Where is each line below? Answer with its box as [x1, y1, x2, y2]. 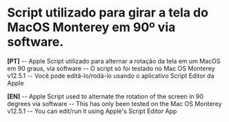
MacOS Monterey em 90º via [7, 19, 176, 35]
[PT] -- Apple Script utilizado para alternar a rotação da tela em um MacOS [7, 57, 221, 65]
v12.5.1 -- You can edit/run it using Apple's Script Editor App [7, 107, 177, 115]
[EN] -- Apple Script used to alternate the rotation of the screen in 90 [7, 92, 204, 101]
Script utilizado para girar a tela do [7, 5, 209, 21]
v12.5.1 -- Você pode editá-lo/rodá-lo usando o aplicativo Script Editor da [7, 71, 215, 80]
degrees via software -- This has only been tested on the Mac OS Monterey [7, 99, 222, 108]
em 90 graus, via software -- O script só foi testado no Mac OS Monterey [7, 64, 215, 72]
